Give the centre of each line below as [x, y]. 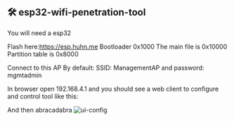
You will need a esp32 [39, 33]
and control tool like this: [43, 96]
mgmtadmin [25, 75]
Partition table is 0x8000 [43, 54]
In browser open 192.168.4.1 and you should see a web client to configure [113, 89]
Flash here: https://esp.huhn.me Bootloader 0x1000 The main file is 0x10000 [117, 46]
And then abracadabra [40, 110]
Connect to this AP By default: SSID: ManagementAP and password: [106, 68]
